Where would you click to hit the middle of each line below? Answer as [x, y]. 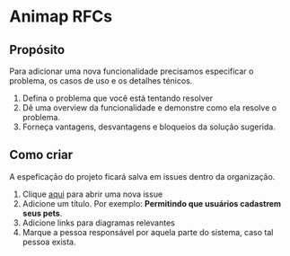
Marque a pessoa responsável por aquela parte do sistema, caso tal [148, 232]
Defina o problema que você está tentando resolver [118, 98]
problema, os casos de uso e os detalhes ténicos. [101, 81]
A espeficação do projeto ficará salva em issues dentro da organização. [142, 176]
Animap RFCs [61, 17]
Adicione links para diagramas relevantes [98, 223]
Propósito [37, 50]
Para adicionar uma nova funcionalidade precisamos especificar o [132, 71]
